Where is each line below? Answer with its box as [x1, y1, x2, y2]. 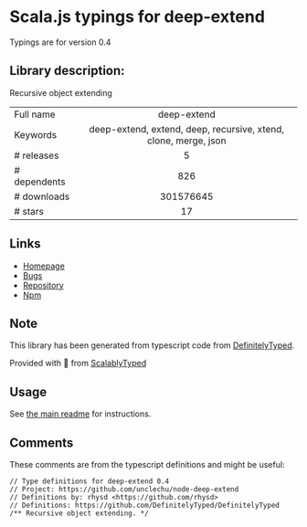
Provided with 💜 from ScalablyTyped [9, 358, 147, 369]
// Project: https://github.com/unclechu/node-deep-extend [9, 485, 239, 494]
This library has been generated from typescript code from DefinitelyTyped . [9, 340, 295, 351]
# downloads [14, 190, 70, 203]
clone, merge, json [146, 134, 227, 147]
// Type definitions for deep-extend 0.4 [9, 477, 170, 486]
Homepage [22, 260, 66, 271]
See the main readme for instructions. [9, 408, 152, 419]
